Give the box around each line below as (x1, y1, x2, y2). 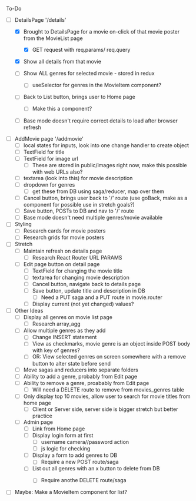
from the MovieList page (23, 35, 84, 42)
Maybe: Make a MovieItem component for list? (14, 489, 128, 496)
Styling (14, 221, 32, 228)
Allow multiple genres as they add (23, 327, 106, 334)
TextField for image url (23, 155, 78, 162)
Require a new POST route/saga (41, 459, 119, 466)
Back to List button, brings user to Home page (23, 94, 135, 101)
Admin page (23, 418, 53, 426)
